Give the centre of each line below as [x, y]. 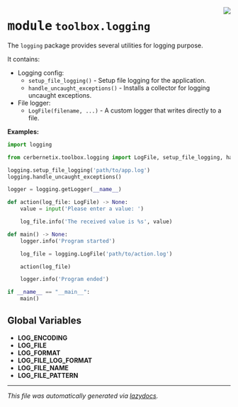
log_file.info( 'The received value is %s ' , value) [96, 222]
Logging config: [41, 73]
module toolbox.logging [79, 26]
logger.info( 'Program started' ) [68, 241]
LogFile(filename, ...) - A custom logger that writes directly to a [125, 110]
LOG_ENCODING [42, 338]
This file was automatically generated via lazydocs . [83, 396]
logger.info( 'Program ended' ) [65, 280]
